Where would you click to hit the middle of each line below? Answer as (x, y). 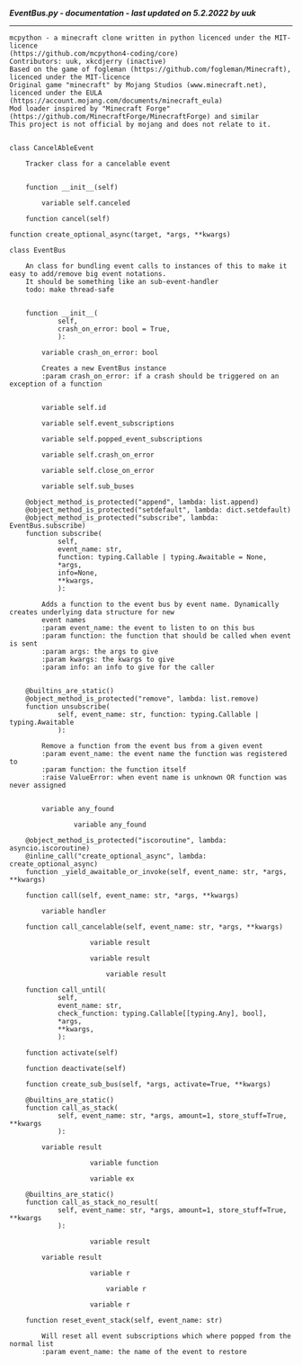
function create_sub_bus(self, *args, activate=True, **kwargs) (148, 1084)
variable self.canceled (86, 203)
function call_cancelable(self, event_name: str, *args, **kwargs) (154, 927)
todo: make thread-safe (70, 290)
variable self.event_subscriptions (108, 424)
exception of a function (56, 384)
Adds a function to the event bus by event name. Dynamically (160, 604)
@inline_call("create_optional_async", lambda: (116, 856)
